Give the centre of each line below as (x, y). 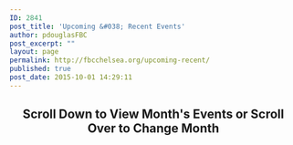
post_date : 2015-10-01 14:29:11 (71, 78)
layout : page (34, 52)
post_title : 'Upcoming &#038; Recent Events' (97, 26)
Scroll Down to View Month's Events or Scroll (153, 114)
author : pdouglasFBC (49, 35)
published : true (40, 69)
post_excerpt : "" (42, 43)
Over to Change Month (153, 129)
